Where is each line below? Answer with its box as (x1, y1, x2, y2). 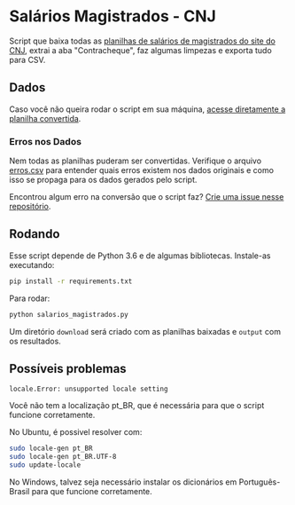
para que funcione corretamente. (31, 486, 152, 497)
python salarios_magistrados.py (9, 310, 128, 319)
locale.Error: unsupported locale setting (9, 384, 168, 394)
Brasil (9, 486, 30, 497)
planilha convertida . (9, 113, 82, 123)
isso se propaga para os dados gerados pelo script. (9, 175, 198, 185)
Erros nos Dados (9, 135, 82, 147)
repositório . (9, 201, 51, 212)
